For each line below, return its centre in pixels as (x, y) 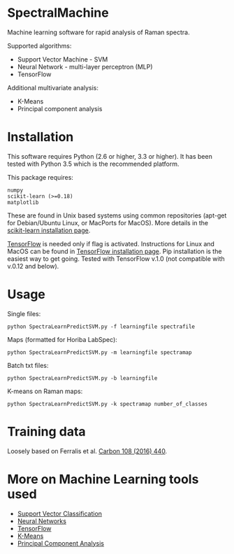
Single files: (24, 313)
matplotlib (23, 202)
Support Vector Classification (60, 513)
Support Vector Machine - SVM (63, 59)
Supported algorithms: (39, 45)
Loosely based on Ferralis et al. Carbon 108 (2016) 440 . (87, 451)
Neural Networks (42, 521)
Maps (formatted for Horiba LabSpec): (62, 339)
